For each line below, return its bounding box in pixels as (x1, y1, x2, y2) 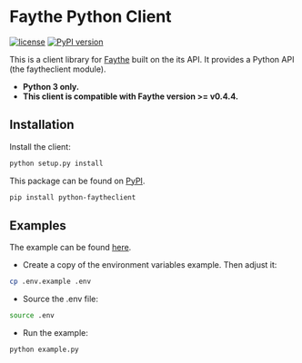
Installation (9, 117, 75, 132)
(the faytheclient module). (9, 64, 106, 74)
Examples (9, 218, 66, 233)
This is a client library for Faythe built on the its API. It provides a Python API (9, 54, 295, 64)
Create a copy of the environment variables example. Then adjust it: (22, 260, 277, 270)
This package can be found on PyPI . (9, 175, 146, 186)
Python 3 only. (22, 81, 80, 92)
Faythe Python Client (9, 6, 172, 27)
